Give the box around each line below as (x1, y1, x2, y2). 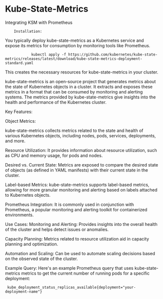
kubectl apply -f (31, 52, 67, 57)
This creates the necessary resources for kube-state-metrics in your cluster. (5, 69, 159, 75)
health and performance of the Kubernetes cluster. (5, 99, 107, 105)
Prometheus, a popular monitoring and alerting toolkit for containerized (5, 206, 147, 212)
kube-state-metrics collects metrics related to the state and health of (5, 128, 144, 133)
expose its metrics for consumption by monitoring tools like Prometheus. (5, 42, 150, 48)
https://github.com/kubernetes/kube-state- (68, 52, 158, 57)
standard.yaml (5, 60, 34, 65)
